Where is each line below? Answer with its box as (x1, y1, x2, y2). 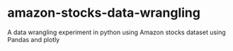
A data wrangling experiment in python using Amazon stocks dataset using (7, 28, 227, 36)
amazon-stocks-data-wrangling (7, 5, 200, 21)
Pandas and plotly (7, 35, 60, 43)
